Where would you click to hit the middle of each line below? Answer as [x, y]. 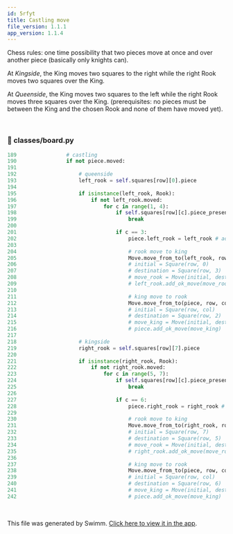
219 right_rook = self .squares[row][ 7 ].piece [103, 348]
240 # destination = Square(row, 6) [114, 484]
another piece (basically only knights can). [68, 60]
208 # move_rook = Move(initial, [110, 277]
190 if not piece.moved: [67, 161]
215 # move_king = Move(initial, [110, 322]
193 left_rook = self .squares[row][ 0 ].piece [102, 181]
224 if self [72, 381]
